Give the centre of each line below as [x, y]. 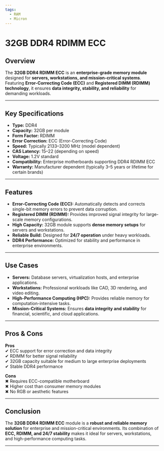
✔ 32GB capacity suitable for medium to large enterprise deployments [76, 361]
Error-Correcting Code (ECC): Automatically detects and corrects [79, 204]
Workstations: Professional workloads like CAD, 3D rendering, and [80, 287]
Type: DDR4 [25, 125]
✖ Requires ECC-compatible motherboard [47, 381]
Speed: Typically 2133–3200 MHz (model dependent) [66, 146]
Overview [20, 61]
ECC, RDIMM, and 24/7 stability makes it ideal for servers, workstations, [78, 433]
